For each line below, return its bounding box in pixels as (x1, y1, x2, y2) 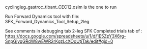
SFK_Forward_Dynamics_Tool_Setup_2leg (5, 19, 89, 24)
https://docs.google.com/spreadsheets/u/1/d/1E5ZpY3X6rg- (5, 33, 126, 39)
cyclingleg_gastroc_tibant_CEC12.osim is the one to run (5, 4, 117, 10)
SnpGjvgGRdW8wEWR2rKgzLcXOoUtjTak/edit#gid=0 (5, 38, 114, 44)
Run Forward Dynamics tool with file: (5, 14, 80, 19)
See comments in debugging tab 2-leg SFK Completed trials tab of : (5, 28, 143, 33)
